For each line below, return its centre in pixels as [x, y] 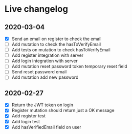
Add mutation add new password [45, 77]
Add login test [26, 121]
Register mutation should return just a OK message [63, 111]
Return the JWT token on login [43, 105]
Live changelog [36, 9]
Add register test [29, 116]
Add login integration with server [44, 61]
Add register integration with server [47, 55]
